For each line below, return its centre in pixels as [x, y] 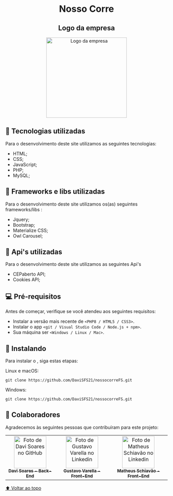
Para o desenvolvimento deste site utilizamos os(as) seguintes [72, 204]
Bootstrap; [24, 225]
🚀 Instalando [26, 348]
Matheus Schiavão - [139, 471]
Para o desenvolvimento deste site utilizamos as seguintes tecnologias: [81, 143]
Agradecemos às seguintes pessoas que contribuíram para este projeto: [82, 427]
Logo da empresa [86, 28]
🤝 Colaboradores [33, 415]
